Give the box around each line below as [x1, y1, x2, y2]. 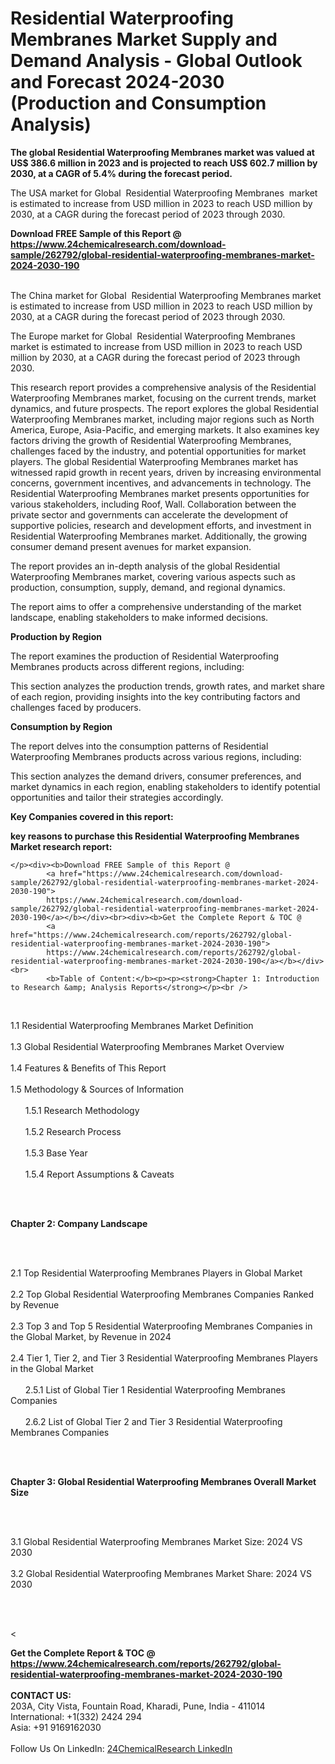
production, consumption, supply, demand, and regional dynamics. [10, 581, 286, 593]
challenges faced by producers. [10, 701, 142, 713]
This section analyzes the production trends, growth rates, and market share [10, 680, 326, 692]
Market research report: [10, 840, 113, 852]
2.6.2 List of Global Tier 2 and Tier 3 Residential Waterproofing [24, 1415, 283, 1427]
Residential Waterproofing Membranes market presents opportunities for [10, 487, 310, 499]
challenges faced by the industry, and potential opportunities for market [10, 445, 307, 457]
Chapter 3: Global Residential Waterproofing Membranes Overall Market [10, 1475, 317, 1487]
